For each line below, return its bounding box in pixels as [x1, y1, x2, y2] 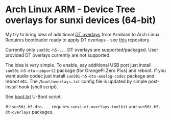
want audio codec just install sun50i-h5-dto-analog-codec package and [5, 73, 155, 79]
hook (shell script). [18, 83, 59, 90]
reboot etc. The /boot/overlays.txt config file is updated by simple [5, 78, 148, 84]
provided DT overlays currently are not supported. [5, 52, 111, 58]
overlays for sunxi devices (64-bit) [5, 14, 156, 26]
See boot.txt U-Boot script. [5, 93, 62, 100]
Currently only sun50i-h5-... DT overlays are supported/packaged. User [5, 46, 159, 53]
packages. [31, 109, 54, 115]
